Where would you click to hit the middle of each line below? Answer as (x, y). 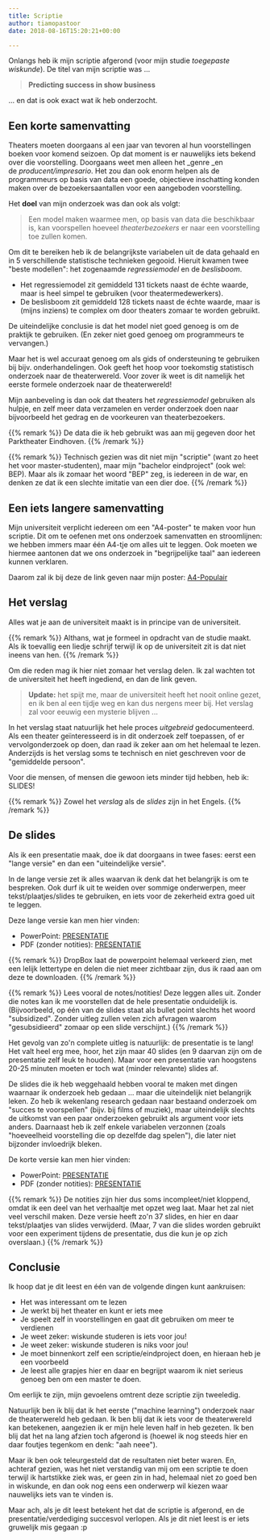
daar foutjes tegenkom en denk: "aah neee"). (83, 1445)
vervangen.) (29, 343)
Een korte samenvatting (69, 126)
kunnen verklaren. (38, 562)
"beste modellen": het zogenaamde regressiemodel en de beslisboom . (125, 269)
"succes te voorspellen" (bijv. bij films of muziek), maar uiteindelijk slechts (132, 1110)
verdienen (37, 1328)
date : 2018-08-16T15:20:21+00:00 (64, 31)
